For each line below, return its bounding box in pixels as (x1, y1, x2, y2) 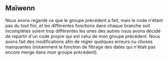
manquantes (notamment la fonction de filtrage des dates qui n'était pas (5, 43, 156, 49)
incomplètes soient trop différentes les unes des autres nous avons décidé (5, 27, 161, 34)
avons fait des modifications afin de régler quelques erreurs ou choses (5, 38, 153, 44)
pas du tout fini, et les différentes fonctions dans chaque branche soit (5, 22, 150, 28)
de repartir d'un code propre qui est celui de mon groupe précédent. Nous (5, 33, 160, 39)
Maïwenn (5, 4, 35, 12)
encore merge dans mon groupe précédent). (5, 49, 98, 55)
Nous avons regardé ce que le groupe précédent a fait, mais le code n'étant (5, 17, 163, 23)
